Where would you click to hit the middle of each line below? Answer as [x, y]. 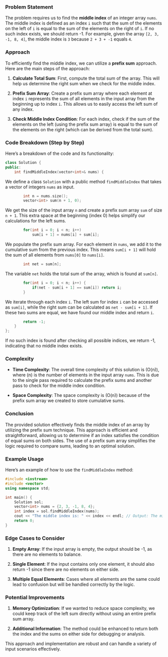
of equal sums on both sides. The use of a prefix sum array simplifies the [80, 441]
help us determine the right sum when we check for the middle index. [84, 83]
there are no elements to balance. [47, 554]
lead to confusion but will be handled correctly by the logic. [73, 584]
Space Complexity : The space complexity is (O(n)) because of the [81, 395]
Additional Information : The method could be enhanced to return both [85, 629]
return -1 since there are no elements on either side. [66, 569]
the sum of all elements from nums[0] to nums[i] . [55, 255]
